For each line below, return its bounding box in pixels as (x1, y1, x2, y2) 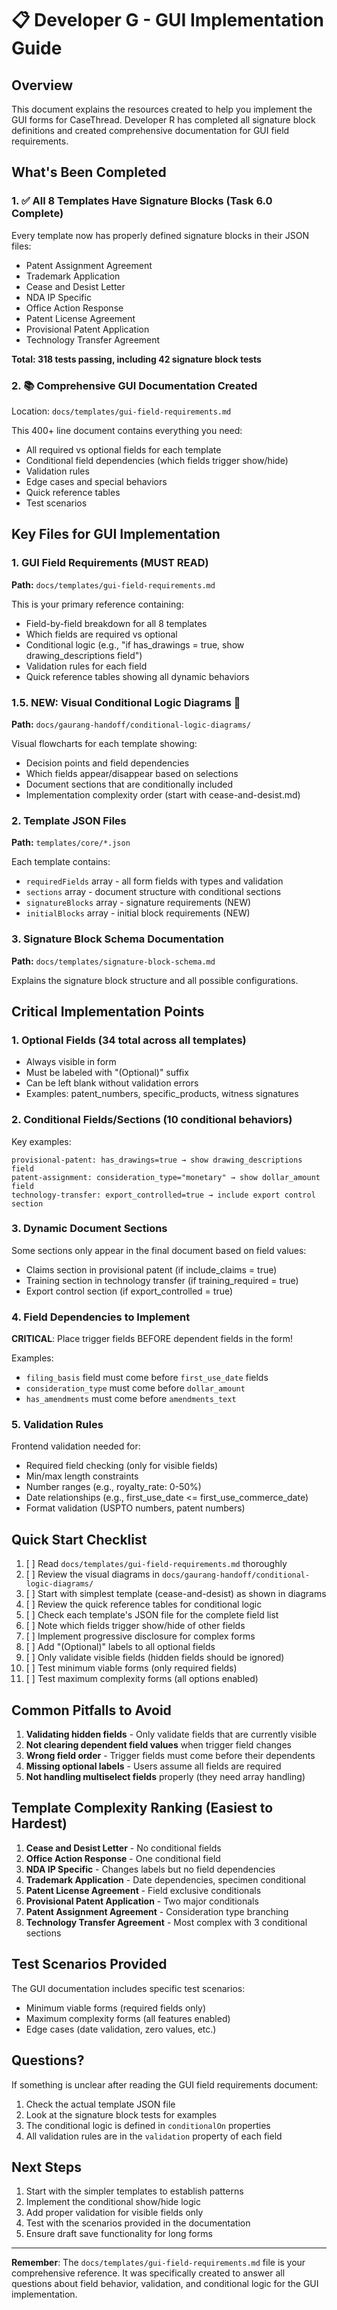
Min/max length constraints (25, 1470, 139, 1482)
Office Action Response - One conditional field (25, 1852, 221, 1864)
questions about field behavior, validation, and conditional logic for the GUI (11, 2278, 319, 2290)
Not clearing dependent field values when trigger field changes (25, 1739, 292, 1751)
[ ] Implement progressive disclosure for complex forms (25, 1630, 256, 1642)
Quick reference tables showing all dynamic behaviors (25, 670, 250, 682)
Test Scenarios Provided (11, 1956, 168, 1973)
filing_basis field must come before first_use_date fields (25, 1372, 269, 1384)
